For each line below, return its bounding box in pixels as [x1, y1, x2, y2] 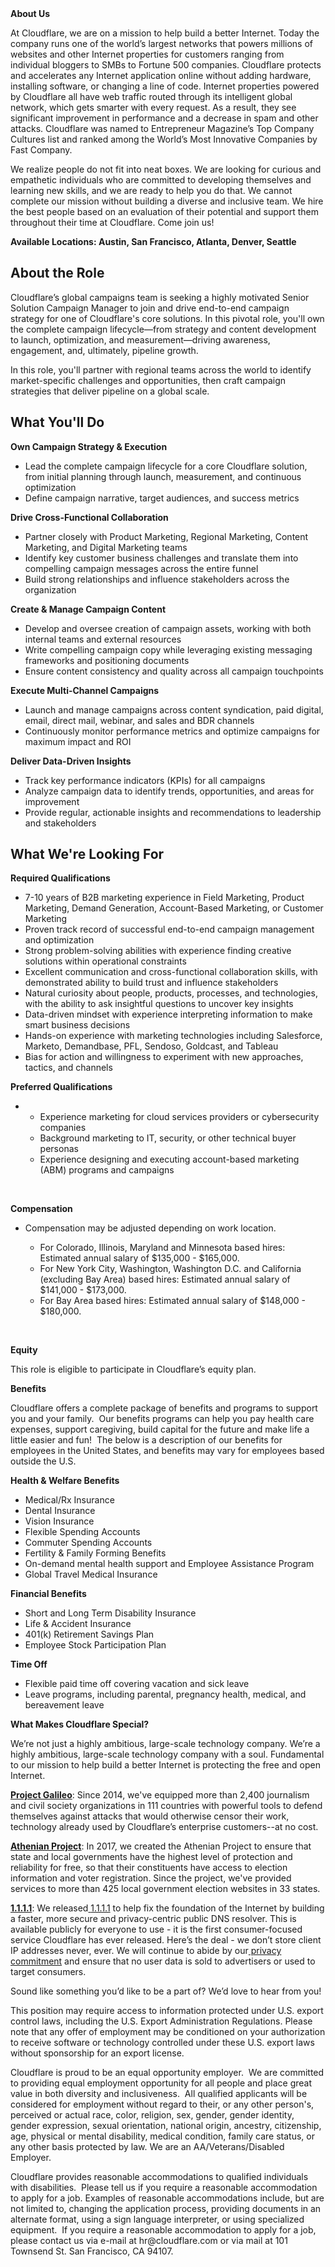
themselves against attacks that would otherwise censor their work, [10, 1810, 290, 1822]
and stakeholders [24, 817, 97, 829]
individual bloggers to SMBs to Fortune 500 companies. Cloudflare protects [10, 59, 322, 71]
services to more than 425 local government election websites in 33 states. [10, 1883, 321, 1895]
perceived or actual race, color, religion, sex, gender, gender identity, [10, 2109, 295, 2121]
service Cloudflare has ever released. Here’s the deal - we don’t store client [10, 1934, 322, 1946]
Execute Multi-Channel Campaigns [10, 684, 160, 696]
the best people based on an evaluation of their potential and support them [10, 206, 320, 217]
